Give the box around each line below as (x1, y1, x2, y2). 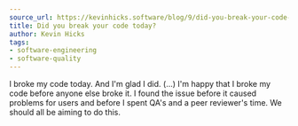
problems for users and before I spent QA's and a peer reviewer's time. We (9, 98, 282, 107)
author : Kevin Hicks (9, 29, 86, 38)
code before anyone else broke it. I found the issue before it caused (9, 88, 257, 98)
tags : (9, 37, 29, 47)
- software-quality (9, 54, 82, 63)
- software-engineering (9, 46, 98, 55)
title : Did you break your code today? (9, 21, 157, 30)
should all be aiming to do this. (9, 107, 122, 117)
